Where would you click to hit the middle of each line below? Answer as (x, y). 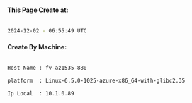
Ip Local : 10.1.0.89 (41, 94)
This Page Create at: (38, 10)
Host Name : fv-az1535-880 (47, 68)
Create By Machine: (37, 47)
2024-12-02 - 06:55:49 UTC (47, 31)
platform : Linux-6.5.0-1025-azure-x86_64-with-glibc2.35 (96, 81)
